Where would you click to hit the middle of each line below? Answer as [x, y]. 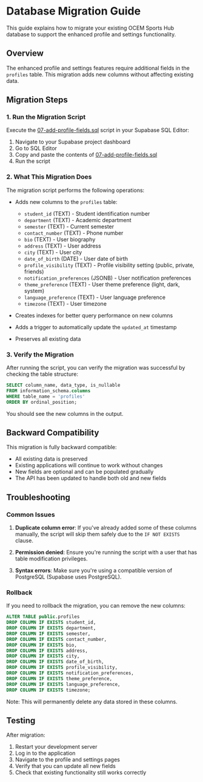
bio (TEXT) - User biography [60, 239]
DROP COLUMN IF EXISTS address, [47, 651]
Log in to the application [45, 753]
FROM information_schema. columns [48, 391]
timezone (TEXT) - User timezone [65, 303]
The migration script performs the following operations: [75, 190]
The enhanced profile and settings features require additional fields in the [98, 68]
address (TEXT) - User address [62, 246]
